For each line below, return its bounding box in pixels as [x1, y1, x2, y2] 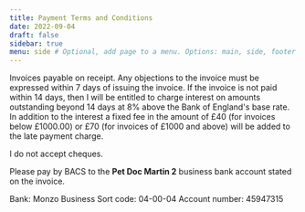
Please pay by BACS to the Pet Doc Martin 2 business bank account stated [9, 166, 292, 177]
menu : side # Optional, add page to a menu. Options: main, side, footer [9, 48, 297, 57]
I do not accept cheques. [9, 148, 103, 160]
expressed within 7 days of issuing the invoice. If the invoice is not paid [9, 82, 278, 93]
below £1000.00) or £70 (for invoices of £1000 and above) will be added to [9, 121, 290, 132]
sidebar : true [9, 38, 64, 48]
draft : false [9, 30, 59, 39]
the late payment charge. [9, 131, 104, 142]
